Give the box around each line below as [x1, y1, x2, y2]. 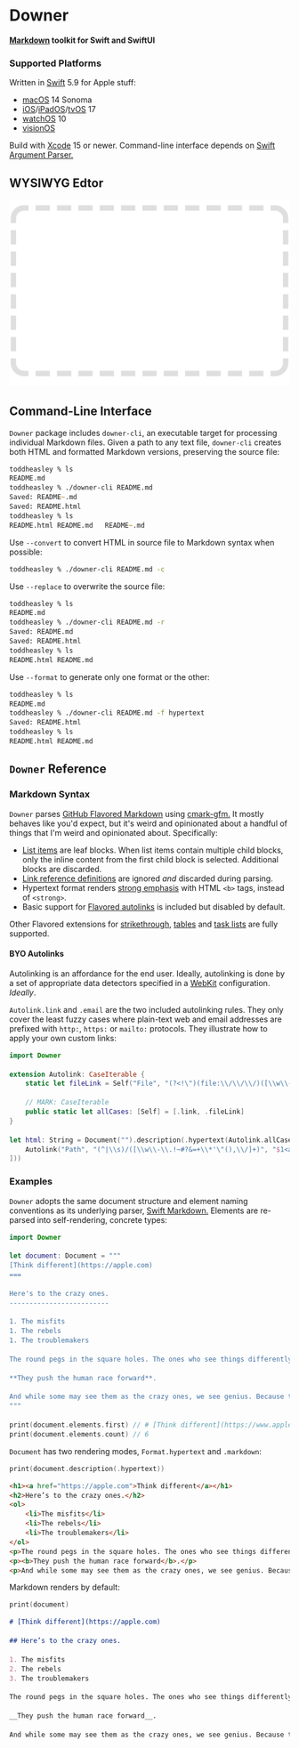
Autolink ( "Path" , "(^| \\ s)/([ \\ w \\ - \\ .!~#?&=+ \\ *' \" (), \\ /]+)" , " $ [25, 1145, 281, 1153]
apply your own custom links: [9, 1032, 117, 1043]
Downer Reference [9, 762, 107, 777]
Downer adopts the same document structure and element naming [9, 1195, 248, 1206]
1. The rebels [9, 1327, 62, 1336]
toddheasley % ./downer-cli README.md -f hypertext [9, 708, 205, 717]
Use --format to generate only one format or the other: [9, 671, 211, 682]
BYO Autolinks [9, 949, 65, 959]
